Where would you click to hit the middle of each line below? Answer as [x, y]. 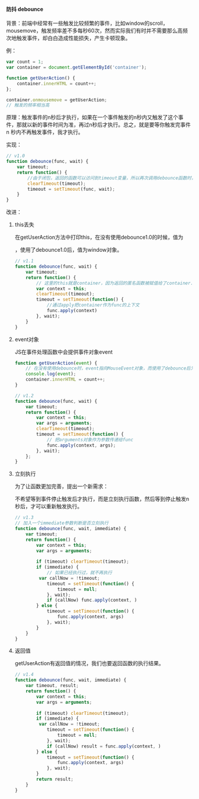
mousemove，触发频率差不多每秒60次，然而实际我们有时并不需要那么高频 [97, 31]
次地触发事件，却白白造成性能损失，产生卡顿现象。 [68, 38]
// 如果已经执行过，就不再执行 [79, 573]
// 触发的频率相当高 [28, 105]
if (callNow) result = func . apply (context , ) [104, 746]
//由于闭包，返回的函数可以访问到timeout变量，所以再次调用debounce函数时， [112, 178]
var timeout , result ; [52, 686]
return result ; [55, 779]
